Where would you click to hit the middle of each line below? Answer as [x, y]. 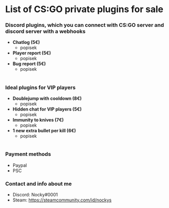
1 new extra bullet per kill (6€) [44, 131]
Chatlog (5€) [26, 42]
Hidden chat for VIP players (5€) [47, 109]
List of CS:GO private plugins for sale [84, 9]
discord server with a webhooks [45, 31]
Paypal [20, 165]
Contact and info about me [39, 184]
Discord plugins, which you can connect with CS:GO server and [84, 25]
